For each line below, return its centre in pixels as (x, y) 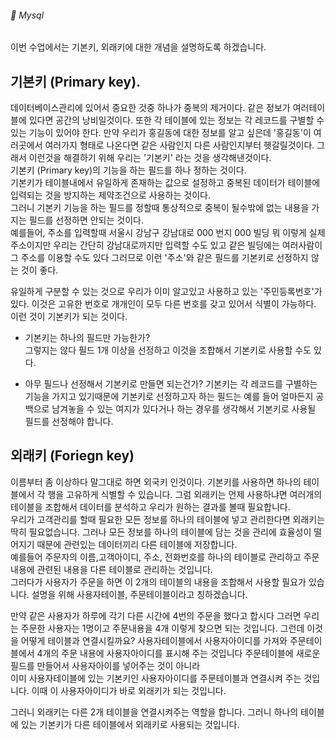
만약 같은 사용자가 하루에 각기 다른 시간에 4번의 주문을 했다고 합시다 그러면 (156, 615)
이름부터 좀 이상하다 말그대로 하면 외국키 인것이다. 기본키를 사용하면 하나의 (156, 482)
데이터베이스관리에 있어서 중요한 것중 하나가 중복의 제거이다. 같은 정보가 (150, 108)
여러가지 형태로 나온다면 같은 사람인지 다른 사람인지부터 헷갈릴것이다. (179, 145)
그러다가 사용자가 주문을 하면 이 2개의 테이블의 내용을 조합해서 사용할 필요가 (158, 582)
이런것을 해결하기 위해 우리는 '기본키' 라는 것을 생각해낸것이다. (150, 158)
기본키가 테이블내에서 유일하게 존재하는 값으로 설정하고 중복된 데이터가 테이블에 (165, 183)
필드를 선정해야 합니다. (69, 422)
